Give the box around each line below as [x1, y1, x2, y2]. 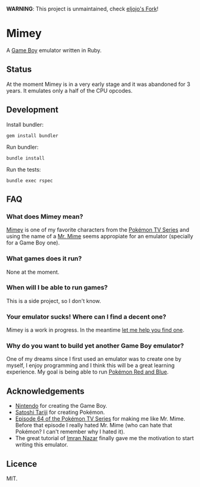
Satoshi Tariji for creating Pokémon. [15, 408, 105, 416]
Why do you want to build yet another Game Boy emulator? [6, 341, 184, 350]
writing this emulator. [15, 441, 68, 449]
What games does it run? [6, 254, 82, 263]
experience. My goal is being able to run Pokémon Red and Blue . [6, 368, 169, 375]
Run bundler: [6, 143, 39, 151]
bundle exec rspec [6, 177, 53, 183]
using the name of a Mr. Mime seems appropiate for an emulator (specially [6, 233, 193, 240]
